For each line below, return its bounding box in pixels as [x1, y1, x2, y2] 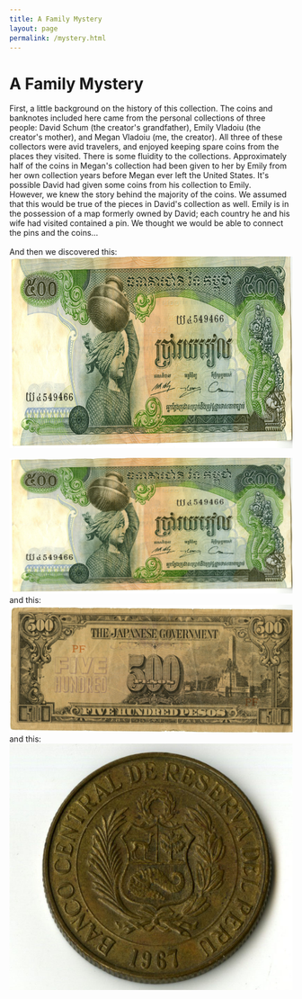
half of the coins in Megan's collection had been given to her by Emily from [9, 160, 288, 171]
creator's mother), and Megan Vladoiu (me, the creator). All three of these [9, 131, 283, 143]
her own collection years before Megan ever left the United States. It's [9, 170, 270, 181]
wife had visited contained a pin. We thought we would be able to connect [9, 218, 284, 229]
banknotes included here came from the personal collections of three [9, 112, 266, 123]
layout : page [9, 23, 58, 33]
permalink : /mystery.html [9, 33, 106, 42]
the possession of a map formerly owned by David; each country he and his [9, 208, 290, 220]
